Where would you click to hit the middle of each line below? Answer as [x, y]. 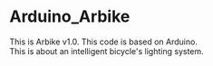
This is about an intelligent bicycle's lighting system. [106, 51]
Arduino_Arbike [70, 17]
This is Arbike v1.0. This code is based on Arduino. [103, 42]
